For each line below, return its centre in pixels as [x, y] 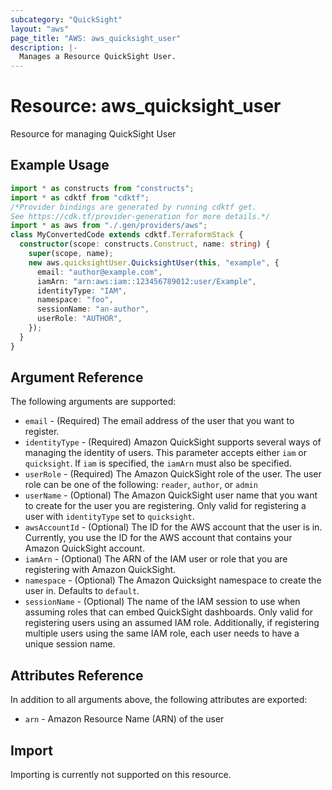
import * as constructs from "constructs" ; [102, 188]
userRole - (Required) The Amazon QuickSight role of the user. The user [173, 474]
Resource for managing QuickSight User [93, 134]
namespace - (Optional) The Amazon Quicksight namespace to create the [173, 580]
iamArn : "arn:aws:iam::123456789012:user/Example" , [146, 281]
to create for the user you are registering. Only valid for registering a [165, 506]
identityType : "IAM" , [82, 291]
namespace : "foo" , [75, 300]
